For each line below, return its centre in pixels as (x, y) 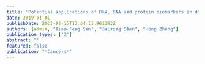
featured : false (27, 46)
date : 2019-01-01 (28, 18)
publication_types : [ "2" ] (39, 35)
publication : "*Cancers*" (39, 52)
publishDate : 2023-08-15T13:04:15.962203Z (61, 23)
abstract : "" (23, 40)
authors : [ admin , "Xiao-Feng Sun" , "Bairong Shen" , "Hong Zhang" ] (92, 29)
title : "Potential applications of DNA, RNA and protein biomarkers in (99, 12)
